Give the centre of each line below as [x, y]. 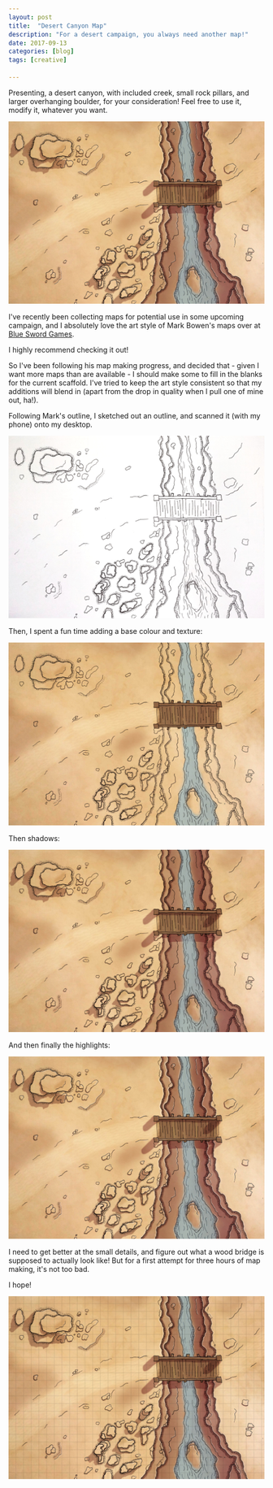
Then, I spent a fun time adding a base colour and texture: [106, 631]
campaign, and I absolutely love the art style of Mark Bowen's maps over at [134, 326]
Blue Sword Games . [41, 334]
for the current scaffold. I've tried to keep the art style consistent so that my [135, 383]
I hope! [20, 1285]
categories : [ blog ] [41, 52]
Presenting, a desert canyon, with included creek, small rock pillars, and [129, 93]
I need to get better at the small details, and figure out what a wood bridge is [136, 1252]
